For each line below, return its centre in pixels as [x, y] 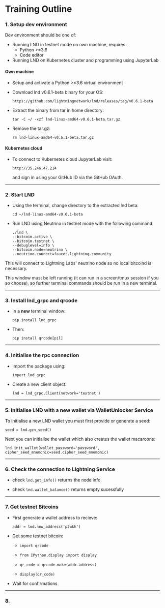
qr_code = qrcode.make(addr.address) [58, 565]
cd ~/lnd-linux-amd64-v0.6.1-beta [47, 214]
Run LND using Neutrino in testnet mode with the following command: [83, 224]
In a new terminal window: [39, 311]
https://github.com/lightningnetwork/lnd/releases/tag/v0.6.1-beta [82, 101]
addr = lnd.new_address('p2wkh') [46, 527]
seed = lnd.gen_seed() [28, 430]
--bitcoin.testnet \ [33, 241]
